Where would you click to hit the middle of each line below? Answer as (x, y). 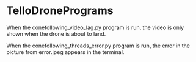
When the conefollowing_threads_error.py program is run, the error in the (98, 46)
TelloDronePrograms (60, 11)
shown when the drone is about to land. (56, 33)
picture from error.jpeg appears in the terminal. (65, 52)
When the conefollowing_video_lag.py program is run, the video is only (95, 27)
